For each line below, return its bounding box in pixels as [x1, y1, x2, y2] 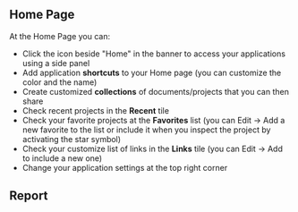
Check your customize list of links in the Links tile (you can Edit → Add [21, 143, 284, 154]
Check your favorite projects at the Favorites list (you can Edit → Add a [21, 114, 285, 125]
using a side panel [21, 57, 90, 68]
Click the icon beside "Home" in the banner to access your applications [21, 48, 286, 59]
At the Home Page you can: [9, 30, 111, 41]
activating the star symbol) [21, 133, 122, 144]
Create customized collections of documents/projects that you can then [21, 86, 289, 97]
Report [9, 188, 48, 204]
